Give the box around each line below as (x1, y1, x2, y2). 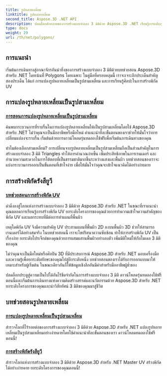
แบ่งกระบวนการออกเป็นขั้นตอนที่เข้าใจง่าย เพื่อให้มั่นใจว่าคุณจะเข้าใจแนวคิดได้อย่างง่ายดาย (5, 162, 151, 168)
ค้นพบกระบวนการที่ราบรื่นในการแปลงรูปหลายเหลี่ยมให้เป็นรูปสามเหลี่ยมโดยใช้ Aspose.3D (5, 124, 155, 130)
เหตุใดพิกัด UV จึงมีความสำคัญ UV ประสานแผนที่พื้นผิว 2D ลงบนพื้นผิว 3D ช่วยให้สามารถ (5, 224, 155, 230)
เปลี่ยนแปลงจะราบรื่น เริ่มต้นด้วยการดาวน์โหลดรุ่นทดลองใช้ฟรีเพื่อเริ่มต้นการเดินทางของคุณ (5, 135, 152, 141)
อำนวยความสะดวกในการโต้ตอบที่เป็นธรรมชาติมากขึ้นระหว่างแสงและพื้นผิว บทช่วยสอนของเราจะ (5, 156, 159, 162)
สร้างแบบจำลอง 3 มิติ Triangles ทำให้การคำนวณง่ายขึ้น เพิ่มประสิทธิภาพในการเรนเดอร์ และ (5, 151, 157, 157)
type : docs (5, 26, 28, 31)
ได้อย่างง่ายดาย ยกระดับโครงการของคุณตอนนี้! (5, 365, 80, 371)
